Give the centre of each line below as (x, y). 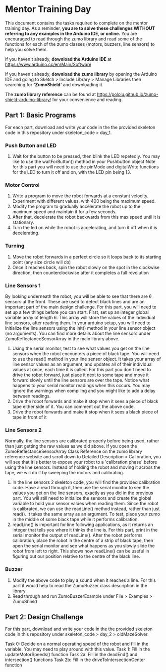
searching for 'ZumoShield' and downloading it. (54, 84)
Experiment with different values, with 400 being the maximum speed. (84, 201)
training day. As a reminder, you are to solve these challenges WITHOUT (80, 28)
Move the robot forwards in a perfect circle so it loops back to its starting (87, 257)
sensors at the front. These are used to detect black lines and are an (75, 301)
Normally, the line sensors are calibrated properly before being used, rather (82, 441)
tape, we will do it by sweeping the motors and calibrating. (65, 473)
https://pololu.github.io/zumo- (128, 94)
